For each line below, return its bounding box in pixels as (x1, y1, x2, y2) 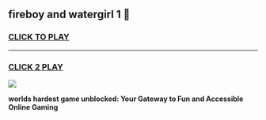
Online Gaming (8, 102, 59, 111)
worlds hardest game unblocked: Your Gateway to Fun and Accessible (8, 94, 244, 103)
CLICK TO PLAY (8, 32, 70, 43)
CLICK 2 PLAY (8, 61, 63, 72)
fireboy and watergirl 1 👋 (8, 8, 131, 21)
